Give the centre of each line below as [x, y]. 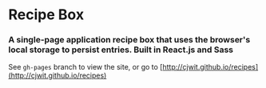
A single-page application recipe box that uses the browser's [129, 40]
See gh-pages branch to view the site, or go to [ [85, 67]
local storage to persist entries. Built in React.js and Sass [121, 50]
